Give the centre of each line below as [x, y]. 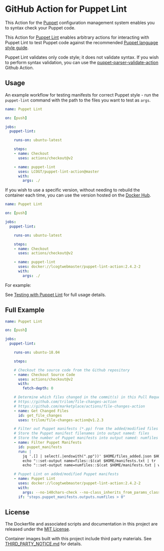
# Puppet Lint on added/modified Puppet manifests [66, 474]
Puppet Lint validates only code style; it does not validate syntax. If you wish [82, 57]
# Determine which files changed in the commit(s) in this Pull [81, 397]
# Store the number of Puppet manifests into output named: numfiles [86, 438]
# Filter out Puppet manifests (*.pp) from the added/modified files [86, 429]
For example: [18, 285]
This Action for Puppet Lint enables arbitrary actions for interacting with [77, 37]
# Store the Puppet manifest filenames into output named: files [82, 433]
